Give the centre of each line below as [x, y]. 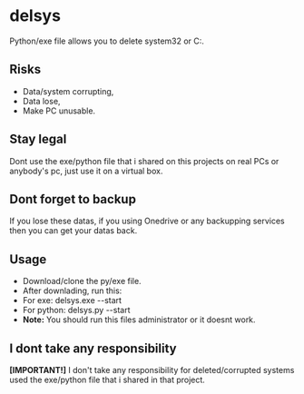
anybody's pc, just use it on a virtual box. [86, 171]
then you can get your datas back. [74, 231]
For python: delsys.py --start [76, 310]
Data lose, [41, 101]
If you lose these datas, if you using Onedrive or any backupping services [147, 221]
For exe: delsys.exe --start [72, 300]
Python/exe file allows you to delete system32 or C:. [107, 41]
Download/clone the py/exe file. [82, 281]
